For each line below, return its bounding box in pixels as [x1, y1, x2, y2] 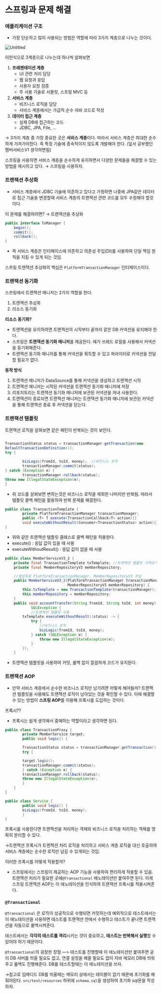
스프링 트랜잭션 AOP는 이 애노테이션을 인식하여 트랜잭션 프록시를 [12, 881, 134, 887]
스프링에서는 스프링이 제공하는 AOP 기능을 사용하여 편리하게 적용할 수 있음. [12, 869, 153, 875]
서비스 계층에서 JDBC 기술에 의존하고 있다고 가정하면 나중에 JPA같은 [12, 189, 142, 194]
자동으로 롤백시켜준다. [13, 922, 55, 928]
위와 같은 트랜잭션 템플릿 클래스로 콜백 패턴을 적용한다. [12, 534, 115, 540]
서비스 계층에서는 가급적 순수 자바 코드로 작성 [19, 107, 105, 113]
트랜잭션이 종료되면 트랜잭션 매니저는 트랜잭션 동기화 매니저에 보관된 [12, 396, 141, 401]
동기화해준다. [17, 345, 42, 351]
